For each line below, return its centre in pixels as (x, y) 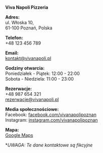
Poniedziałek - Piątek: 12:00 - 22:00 (42, 73)
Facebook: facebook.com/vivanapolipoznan (51, 114)
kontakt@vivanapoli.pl (28, 58)
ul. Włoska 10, (20, 23)
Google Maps (19, 135)
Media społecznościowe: (32, 109)
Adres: (13, 17)
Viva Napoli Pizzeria (27, 7)
